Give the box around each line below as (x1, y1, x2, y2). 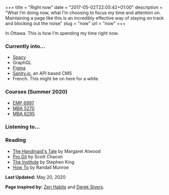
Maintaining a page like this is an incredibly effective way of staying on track (5, 15, 164, 21)
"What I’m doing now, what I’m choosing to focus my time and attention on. (5, 10, 161, 16)
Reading (5, 136, 26, 143)
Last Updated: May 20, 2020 (5, 174, 66, 180)
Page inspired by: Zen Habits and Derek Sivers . (5, 184, 104, 190)
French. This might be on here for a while (12, 76, 98, 82)
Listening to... (5, 123, 40, 130)
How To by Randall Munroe (12, 164, 69, 170)
